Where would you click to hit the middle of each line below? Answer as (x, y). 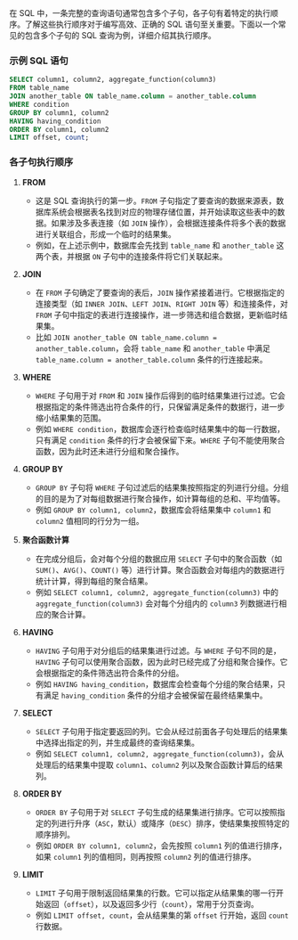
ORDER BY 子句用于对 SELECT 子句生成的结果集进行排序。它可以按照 (156, 812)
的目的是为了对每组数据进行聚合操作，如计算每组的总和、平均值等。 (160, 498)
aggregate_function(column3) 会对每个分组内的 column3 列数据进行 (157, 603)
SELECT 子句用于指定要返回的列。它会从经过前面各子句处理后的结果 (157, 731)
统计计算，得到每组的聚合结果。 (94, 581)
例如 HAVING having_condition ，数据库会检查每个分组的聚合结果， (157, 683)
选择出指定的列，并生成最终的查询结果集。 (121, 742)
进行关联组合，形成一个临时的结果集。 (105, 233)
